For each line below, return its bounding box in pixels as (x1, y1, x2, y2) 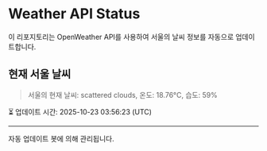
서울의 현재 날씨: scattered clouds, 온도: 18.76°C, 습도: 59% (27, 90, 219, 99)
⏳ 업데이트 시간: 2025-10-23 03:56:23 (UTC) (8, 106, 153, 116)
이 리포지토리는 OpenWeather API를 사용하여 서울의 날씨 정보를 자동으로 (8, 32, 234, 41)
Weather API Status (8, 5, 141, 23)
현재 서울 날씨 (8, 68, 72, 81)
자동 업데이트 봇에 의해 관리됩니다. (8, 134, 114, 143)
